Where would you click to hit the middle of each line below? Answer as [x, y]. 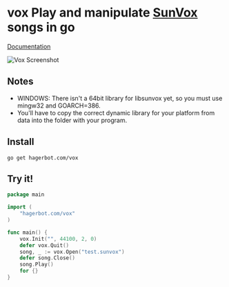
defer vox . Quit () [44, 245]
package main [26, 195]
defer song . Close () [48, 258]
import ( [20, 207]
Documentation [29, 46]
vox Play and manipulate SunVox [102, 13]
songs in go [41, 27]
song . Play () [37, 265]
